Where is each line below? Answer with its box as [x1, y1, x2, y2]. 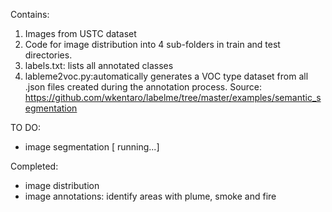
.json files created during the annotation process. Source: [24, 81, 263, 93]
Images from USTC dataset [24, 28, 137, 39]
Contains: [10, 9, 50, 20]
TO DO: [10, 122, 42, 133]
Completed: [10, 160, 59, 172]
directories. [24, 49, 73, 61]
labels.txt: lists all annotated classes [24, 60, 174, 71]
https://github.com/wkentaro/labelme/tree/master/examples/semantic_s [24, 92, 322, 103]
